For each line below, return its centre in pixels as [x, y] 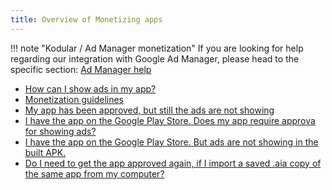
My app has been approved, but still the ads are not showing [149, 110]
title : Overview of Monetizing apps [86, 19]
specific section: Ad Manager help [81, 69]
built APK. [45, 152]
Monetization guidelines [74, 99]
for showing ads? [60, 131]
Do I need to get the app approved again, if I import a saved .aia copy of [173, 163]
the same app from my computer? [94, 173]
